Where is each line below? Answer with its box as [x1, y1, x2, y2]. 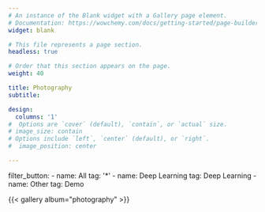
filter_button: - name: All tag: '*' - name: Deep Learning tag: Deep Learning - [8, 171, 257, 180]
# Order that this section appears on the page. [8, 62, 171, 70]
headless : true [8, 48, 58, 56]
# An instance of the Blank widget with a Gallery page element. [8, 11, 227, 20]
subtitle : [8, 91, 41, 99]
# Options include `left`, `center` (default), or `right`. [8, 135, 211, 143]
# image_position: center [8, 142, 97, 150]
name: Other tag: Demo [8, 179, 84, 188]
